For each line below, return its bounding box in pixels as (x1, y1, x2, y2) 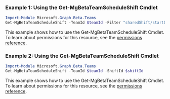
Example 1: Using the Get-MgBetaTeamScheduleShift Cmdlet (5, 4, 158, 11)
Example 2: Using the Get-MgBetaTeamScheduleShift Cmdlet (5, 52, 159, 59)
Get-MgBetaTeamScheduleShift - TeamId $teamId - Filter (5, 20, 121, 25)
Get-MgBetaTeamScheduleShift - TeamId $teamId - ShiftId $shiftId (5, 68, 144, 74)
